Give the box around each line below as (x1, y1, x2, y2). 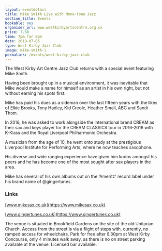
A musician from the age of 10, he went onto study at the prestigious (5, 139, 141, 145)
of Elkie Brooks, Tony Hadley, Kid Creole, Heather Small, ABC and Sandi (5, 105, 148, 111)
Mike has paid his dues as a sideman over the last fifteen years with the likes (5, 100, 158, 106)
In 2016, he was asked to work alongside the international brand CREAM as (5, 119, 155, 125)
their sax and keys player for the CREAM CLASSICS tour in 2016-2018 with (5, 125, 153, 131)
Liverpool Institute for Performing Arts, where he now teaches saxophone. (5, 144, 153, 151)
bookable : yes (5, 20, 34, 26)
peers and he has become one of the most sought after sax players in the (5, 159, 151, 165)
